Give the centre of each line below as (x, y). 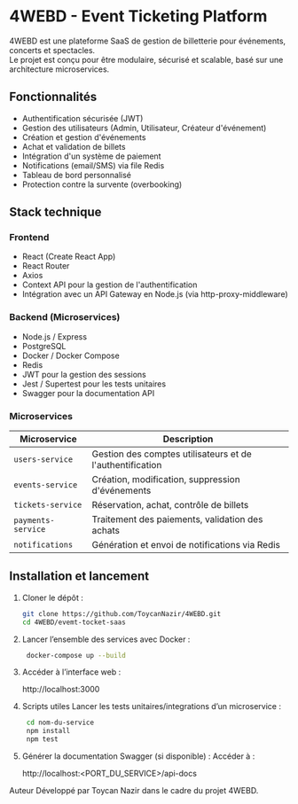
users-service (43, 460)
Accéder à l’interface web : (71, 672)
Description (188, 439)
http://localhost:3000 (61, 690)
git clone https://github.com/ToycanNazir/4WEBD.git (122, 613)
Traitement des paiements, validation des (177, 519)
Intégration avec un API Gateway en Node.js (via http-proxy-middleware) (155, 294)
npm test (43, 739)
